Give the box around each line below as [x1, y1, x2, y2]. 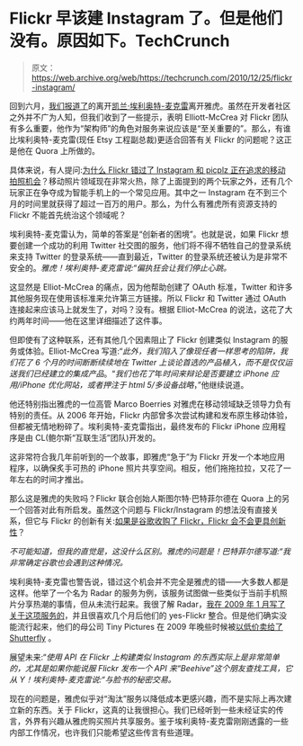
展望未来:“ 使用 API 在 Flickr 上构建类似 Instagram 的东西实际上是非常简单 [9, 652, 281, 662]
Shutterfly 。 [9, 632, 57, 643]
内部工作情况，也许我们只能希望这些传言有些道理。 [9, 726, 199, 738]
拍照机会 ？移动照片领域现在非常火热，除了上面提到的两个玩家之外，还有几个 [9, 175, 293, 186]
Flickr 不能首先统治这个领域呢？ [9, 209, 127, 220]
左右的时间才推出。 [16, 473, 88, 484]
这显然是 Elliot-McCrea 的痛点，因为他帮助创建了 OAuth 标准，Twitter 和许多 [9, 281, 293, 292]
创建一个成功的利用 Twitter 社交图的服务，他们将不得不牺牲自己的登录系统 [16, 239, 292, 250]
